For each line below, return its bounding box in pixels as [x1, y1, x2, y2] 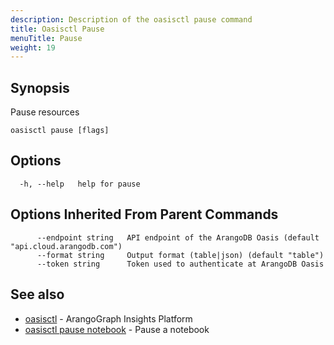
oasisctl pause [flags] [10, 126, 110, 136]
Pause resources [10, 106, 80, 118]
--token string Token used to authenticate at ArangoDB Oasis [36, 259, 325, 269]
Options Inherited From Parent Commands [10, 206, 279, 223]
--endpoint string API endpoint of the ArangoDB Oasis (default [36, 232, 320, 243]
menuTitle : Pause [10, 33, 83, 43]
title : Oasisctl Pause [10, 24, 105, 34]
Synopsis [10, 79, 70, 96]
